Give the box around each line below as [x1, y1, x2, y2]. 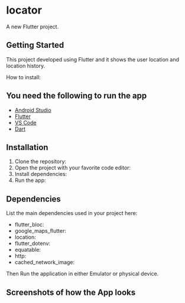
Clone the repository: [14, 158, 67, 165]
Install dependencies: [14, 171, 67, 178]
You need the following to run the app [6, 91, 147, 101]
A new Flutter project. [6, 23, 59, 30]
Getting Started [6, 40, 64, 50]
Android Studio [14, 106, 51, 113]
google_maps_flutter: [14, 227, 66, 234]
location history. [6, 62, 46, 69]
